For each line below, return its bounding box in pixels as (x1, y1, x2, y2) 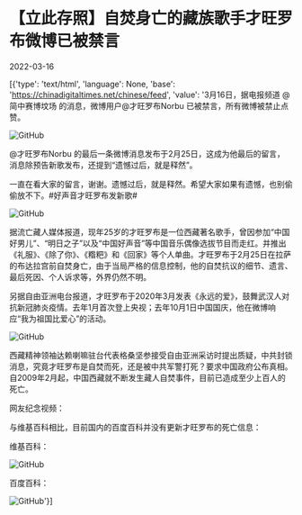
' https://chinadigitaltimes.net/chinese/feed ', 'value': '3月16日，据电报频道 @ (9, 89, 290, 100)
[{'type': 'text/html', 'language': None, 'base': (9, 78, 176, 89)
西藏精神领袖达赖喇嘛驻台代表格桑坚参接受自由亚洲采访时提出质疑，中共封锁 (9, 349, 293, 360)
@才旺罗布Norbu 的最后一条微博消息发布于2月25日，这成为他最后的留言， (9, 148, 286, 158)
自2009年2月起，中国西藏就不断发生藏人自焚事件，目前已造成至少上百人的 (9, 372, 286, 383)
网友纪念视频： (9, 402, 65, 413)
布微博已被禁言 (9, 31, 120, 51)
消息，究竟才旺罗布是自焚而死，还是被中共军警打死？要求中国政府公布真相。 (9, 361, 293, 372)
